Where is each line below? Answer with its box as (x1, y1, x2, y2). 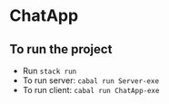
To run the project (9, 42, 113, 57)
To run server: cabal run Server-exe (22, 75, 160, 86)
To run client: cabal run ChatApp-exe (22, 85, 160, 95)
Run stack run (22, 65, 77, 76)
